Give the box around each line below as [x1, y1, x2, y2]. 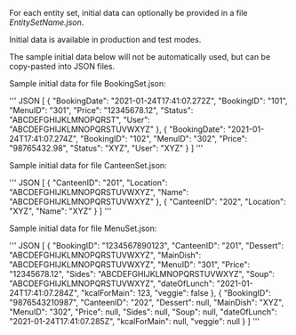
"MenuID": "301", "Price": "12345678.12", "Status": [9, 105, 194, 115]
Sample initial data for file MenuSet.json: [9, 223, 157, 233]
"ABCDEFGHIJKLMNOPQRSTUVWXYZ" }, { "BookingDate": [9, 124, 227, 135]
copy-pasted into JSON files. [9, 61, 116, 71]
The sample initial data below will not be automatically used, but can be [9, 52, 271, 61]
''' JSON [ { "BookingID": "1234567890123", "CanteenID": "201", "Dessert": [9, 241, 284, 250]
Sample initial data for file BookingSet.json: [9, 78, 166, 88]
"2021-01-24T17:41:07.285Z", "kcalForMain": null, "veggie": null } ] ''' [9, 316, 260, 326]
